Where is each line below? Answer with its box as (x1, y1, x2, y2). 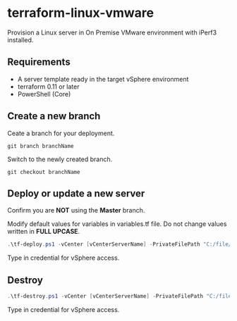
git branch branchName (7, 142, 74, 149)
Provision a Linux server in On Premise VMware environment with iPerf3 (7, 28, 217, 37)
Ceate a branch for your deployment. (7, 129, 115, 137)
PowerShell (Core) (17, 89, 71, 98)
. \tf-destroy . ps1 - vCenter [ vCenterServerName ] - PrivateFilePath (7, 293, 203, 300)
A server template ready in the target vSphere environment (17, 75, 189, 83)
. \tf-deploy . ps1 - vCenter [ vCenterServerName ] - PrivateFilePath (7, 241, 200, 248)
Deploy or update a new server (7, 187, 145, 199)
